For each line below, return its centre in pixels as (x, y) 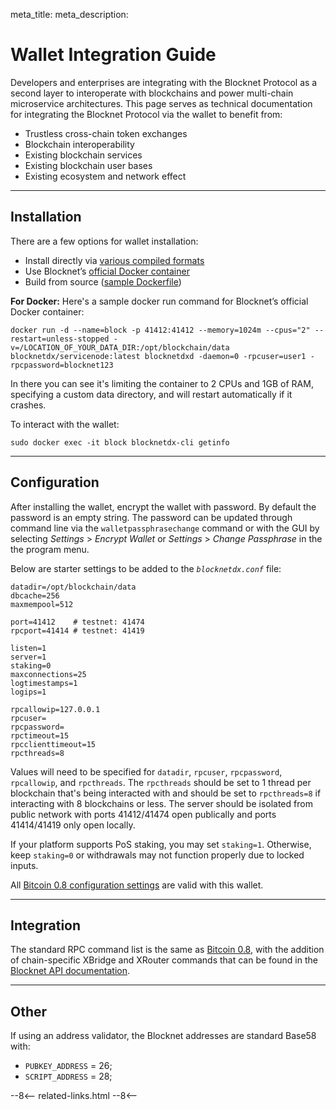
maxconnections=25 (48, 674)
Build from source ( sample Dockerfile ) (103, 281)
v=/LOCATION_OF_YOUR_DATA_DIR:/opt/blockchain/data (120, 347)
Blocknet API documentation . (70, 971)
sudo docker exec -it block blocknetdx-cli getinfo (120, 442)
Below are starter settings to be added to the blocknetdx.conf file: (146, 568)
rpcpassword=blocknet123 (62, 365)
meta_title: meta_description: (69, 14)
